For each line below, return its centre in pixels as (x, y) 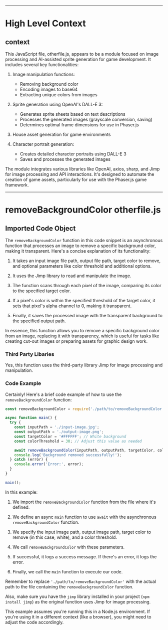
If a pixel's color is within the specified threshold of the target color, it (84, 300)
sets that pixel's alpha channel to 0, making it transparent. (72, 306)
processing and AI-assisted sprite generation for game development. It (78, 59)
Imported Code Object (40, 228)
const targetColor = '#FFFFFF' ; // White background (70, 437)
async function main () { (31, 418)
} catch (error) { (29, 460)
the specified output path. (39, 321)
